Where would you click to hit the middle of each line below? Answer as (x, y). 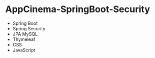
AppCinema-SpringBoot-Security (78, 9)
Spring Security (29, 28)
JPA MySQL (25, 34)
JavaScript (24, 50)
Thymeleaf (24, 39)
